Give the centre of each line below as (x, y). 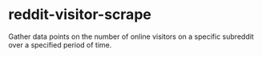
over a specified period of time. (60, 44)
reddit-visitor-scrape (80, 15)
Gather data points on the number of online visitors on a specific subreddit (131, 36)
